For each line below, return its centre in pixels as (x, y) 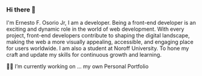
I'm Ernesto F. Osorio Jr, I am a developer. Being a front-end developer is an (101, 23)
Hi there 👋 (21, 10)
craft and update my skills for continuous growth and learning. (84, 55)
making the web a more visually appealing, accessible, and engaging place (100, 42)
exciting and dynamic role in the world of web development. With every (95, 29)
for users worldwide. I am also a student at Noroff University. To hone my (98, 48)
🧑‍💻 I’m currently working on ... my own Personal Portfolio (77, 66)
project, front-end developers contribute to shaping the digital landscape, (98, 36)
